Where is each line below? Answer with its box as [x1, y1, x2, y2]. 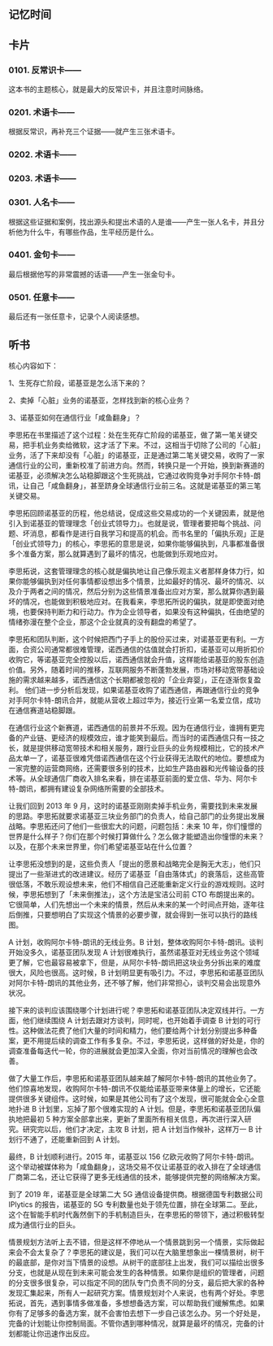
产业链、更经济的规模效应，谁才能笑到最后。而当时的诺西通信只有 [22, 733, 244, 743]
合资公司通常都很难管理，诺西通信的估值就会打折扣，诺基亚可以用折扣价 [22, 644, 265, 654]
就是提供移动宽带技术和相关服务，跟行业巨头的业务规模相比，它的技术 [22, 743, 258, 752]
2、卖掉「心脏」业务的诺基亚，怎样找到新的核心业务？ [8, 395, 191, 405]
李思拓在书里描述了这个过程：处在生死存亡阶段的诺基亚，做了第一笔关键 [8, 429, 250, 439]
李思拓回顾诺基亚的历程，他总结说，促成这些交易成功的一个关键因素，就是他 [8, 507, 265, 518]
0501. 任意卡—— [8, 291, 75, 303]
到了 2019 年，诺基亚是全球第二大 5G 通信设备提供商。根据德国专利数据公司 [8, 1189, 263, 1199]
